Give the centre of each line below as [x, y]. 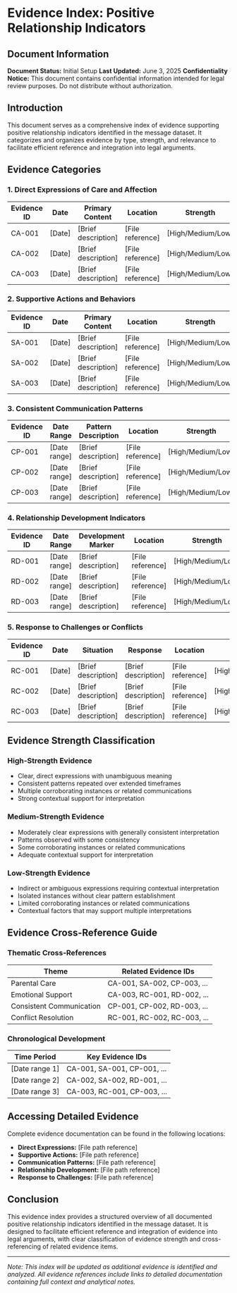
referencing [24, 1246]
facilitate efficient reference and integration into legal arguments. [102, 147]
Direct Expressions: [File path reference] [77, 1147]
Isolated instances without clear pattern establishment [96, 895]
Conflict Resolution [42, 1017]
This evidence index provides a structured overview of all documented [110, 1216]
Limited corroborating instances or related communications [104, 903]
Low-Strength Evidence [49, 873]
